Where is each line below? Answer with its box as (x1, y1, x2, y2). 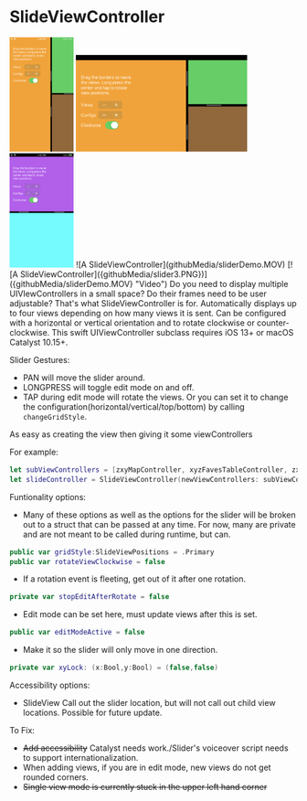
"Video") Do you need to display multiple (135, 278, 289, 289)
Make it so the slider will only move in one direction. (22, 645, 218, 656)
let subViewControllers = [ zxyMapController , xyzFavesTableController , (9, 465, 288, 475)
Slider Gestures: (9, 354, 70, 365)
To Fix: (9, 725, 35, 736)
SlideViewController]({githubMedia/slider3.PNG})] (19, 268, 208, 280)
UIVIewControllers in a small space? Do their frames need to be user (9, 288, 268, 299)
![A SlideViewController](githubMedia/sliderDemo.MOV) (76, 259, 286, 270)
